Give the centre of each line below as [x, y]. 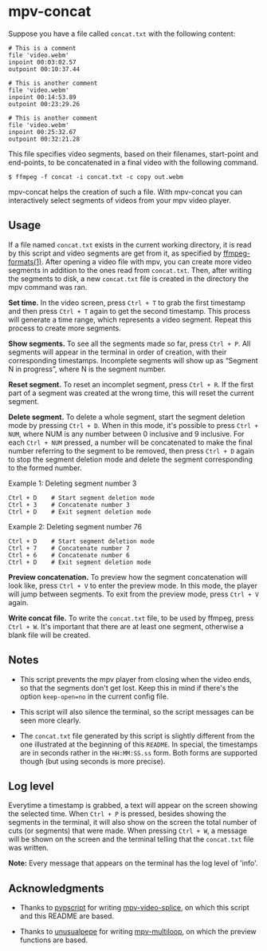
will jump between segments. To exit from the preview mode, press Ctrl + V [133, 594]
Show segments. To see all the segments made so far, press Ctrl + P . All [130, 343]
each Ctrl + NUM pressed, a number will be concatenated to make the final [130, 442]
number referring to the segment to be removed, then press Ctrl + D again [132, 450]
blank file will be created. [49, 635]
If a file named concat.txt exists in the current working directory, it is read [130, 244]
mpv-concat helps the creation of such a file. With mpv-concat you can [126, 192]
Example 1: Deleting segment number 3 [73, 483]
